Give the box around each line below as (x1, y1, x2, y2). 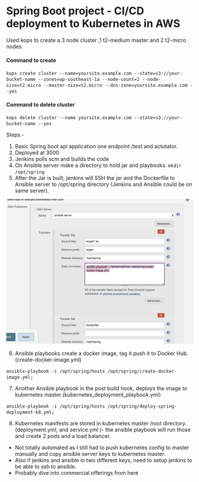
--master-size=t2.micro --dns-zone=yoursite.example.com (43, 82, 188, 89)
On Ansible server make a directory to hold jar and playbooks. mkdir (14, 162, 182, 169)
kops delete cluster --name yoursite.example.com (6, 115, 132, 121)
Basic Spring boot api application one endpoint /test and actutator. (14, 143, 178, 150)
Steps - (6, 131, 24, 138)
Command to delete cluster (6, 101, 75, 108)
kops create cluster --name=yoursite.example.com (6, 70, 132, 77)
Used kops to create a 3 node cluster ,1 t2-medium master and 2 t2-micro (6, 36, 186, 43)
